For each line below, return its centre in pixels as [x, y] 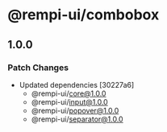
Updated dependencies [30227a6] [77, 85]
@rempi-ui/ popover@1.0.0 [75, 110]
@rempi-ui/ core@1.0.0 [69, 93]
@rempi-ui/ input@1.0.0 [69, 101]
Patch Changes [38, 68]
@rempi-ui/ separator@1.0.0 [77, 119]
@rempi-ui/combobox [83, 15]
